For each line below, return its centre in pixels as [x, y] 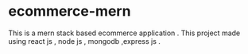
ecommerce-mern [70, 11]
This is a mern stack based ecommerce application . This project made [124, 33]
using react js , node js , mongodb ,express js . [85, 41]
